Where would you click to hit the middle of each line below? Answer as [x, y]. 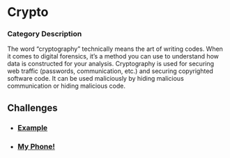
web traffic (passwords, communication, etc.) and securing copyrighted [110, 71]
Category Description [45, 34]
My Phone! [36, 146]
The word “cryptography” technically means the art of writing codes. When [115, 49]
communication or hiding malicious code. [66, 86]
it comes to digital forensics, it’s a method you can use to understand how [113, 56]
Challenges [32, 108]
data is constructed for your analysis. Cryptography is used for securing [111, 64]
